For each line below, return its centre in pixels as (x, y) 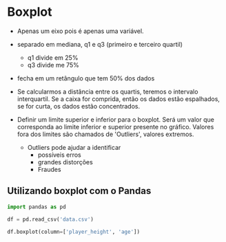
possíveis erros (59, 155)
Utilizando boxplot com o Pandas (79, 191)
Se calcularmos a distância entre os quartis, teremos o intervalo (107, 91)
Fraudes (49, 169)
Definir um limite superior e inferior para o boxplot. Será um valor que (116, 119)
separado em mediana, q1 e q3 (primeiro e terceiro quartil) (100, 44)
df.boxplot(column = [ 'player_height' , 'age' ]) (73, 232)
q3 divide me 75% (53, 65)
